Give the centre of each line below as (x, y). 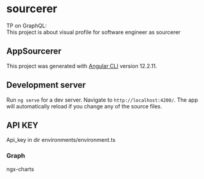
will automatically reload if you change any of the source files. (84, 106)
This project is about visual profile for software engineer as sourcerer (93, 32)
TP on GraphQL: (27, 26)
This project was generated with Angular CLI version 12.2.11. (82, 66)
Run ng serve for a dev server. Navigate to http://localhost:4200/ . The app (102, 100)
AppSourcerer (34, 51)
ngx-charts (20, 169)
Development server (46, 85)
